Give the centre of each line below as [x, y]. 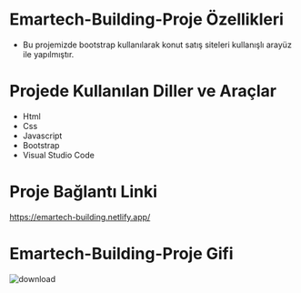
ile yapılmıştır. [48, 54]
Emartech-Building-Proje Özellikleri [147, 20]
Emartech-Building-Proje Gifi [121, 254]
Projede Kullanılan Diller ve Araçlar [143, 91]
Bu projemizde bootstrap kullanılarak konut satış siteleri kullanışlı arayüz [157, 45]
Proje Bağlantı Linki [83, 192]
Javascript [42, 136]
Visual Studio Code [59, 155]
